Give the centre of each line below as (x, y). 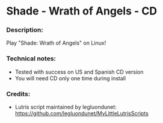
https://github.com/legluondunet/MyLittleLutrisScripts (81, 113)
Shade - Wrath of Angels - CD (82, 11)
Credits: (18, 93)
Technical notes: (31, 58)
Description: (25, 30)
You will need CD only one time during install (70, 78)
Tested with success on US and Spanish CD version (79, 72)
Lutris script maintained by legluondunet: (66, 107)
